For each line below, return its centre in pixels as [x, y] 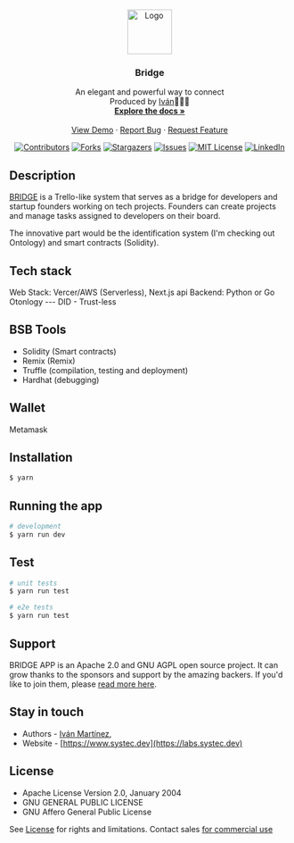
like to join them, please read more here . [83, 684]
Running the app [56, 506]
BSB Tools [38, 330]
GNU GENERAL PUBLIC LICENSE [83, 802]
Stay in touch [47, 712]
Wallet [28, 408]
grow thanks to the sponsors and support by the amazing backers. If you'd [146, 674]
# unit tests [33, 583]
